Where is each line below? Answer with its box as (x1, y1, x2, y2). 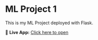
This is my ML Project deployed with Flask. (5, 20, 93, 26)
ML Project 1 (5, 3, 57, 15)
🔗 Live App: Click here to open (5, 29, 68, 35)
